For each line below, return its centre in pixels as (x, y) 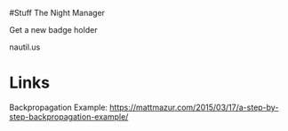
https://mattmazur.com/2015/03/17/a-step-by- (194, 107)
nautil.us (25, 47)
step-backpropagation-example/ (69, 116)
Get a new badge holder (53, 30)
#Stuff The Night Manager (57, 13)
